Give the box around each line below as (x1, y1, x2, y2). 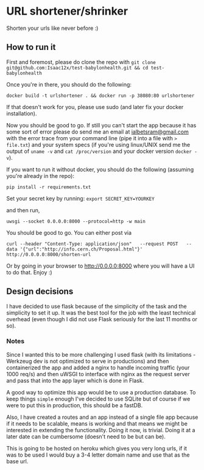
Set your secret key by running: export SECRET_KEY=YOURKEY (6, 194, 155, 202)
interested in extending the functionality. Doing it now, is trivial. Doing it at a (6, 426, 195, 433)
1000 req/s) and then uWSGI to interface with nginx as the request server (6, 370, 190, 377)
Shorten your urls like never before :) (6, 24, 99, 32)
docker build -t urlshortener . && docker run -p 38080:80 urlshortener (6, 93, 195, 99)
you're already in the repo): (6, 172, 75, 179)
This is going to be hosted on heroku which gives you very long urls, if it (6, 444, 188, 452)
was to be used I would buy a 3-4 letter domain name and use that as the (6, 451, 190, 458)
